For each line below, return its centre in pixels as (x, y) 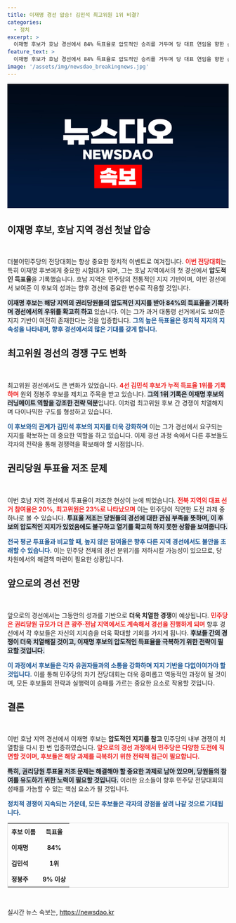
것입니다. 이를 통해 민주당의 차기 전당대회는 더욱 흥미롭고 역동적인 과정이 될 (111, 674)
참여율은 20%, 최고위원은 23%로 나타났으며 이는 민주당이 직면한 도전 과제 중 (120, 509)
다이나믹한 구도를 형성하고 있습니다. (63, 412)
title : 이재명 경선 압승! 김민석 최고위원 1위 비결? (73, 15)
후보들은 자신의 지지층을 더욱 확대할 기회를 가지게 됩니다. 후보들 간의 (127, 633)
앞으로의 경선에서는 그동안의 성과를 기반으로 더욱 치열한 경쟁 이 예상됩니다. (108, 615)
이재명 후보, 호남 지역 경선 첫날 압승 (79, 229)
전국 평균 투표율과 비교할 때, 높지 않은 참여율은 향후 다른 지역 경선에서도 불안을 (113, 542)
